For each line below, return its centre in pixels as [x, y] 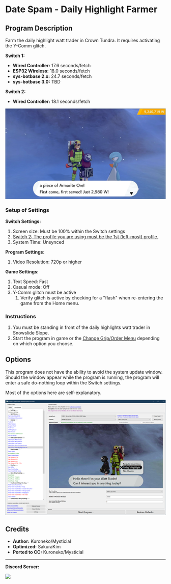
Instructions [21, 316]
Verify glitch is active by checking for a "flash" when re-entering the [92, 298]
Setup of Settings [27, 210]
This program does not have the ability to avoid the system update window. [84, 372]
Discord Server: [22, 567]
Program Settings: [25, 252]
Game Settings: [22, 271]
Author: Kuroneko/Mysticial [42, 541]
